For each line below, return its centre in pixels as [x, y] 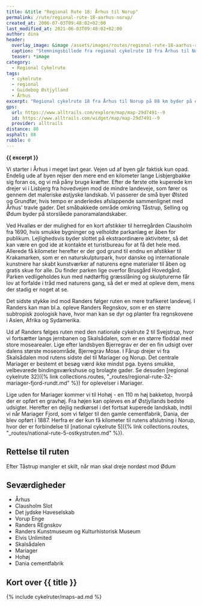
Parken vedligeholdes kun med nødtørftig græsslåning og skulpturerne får [98, 277]
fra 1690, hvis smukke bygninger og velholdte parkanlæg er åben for [91, 231]
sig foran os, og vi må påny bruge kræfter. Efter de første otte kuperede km [99, 182]
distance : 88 [23, 129]
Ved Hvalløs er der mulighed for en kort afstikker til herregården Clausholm [99, 225]
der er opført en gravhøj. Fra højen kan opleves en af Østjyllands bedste [95, 401]
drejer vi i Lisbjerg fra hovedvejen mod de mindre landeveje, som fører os [97, 188]
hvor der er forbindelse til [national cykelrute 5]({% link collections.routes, [98, 426]
